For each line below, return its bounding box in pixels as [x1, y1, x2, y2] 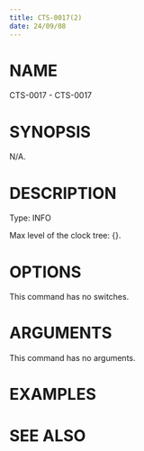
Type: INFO [9, 212, 52, 223]
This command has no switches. [9, 292, 130, 302]
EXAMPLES [9, 384, 96, 405]
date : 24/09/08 [9, 22, 67, 31]
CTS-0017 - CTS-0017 [9, 90, 93, 101]
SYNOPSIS [9, 122, 92, 142]
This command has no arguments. [9, 353, 136, 364]
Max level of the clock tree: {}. [9, 230, 121, 241]
